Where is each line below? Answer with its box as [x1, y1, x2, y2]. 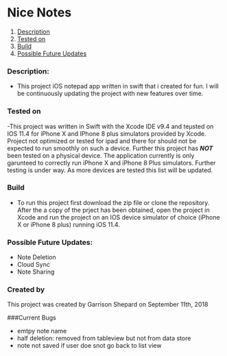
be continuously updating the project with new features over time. [16, 89, 204, 97]
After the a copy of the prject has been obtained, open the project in [16, 206, 211, 214]
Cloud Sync [16, 261, 50, 269]
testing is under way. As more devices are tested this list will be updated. [7, 166, 213, 174]
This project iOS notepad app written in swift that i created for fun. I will [16, 82, 219, 91]
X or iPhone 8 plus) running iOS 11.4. [16, 220, 120, 228]
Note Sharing [16, 268, 55, 276]
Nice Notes [7, 5, 72, 21]
